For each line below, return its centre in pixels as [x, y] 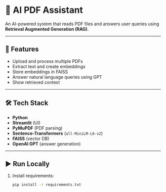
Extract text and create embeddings [49, 66]
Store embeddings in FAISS [40, 72]
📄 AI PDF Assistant [44, 10]
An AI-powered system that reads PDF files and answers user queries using [82, 24]
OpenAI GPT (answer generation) [46, 144]
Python [20, 117]
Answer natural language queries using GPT [57, 77]
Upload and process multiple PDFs [47, 61]
